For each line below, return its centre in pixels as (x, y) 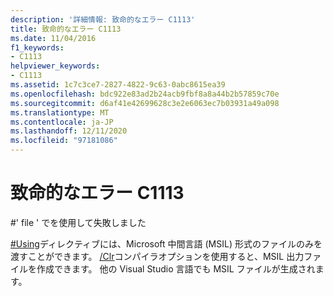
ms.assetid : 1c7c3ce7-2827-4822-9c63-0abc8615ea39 (118, 85)
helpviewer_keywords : (55, 66)
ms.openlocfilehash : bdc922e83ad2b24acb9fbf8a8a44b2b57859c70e (145, 94)
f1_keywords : (37, 47)
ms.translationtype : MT (60, 112)
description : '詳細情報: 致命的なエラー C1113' (103, 19)
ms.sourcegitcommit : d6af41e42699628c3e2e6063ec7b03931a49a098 (145, 103)
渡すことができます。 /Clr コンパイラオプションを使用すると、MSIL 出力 (157, 256)
